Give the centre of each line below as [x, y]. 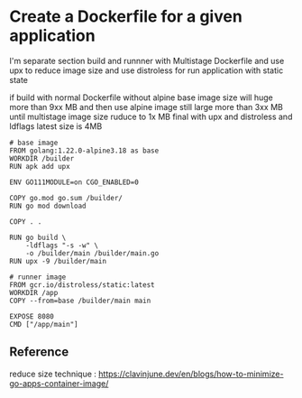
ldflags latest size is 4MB [56, 126]
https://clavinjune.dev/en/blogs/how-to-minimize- [191, 374]
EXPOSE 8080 [32, 316]
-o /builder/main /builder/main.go [92, 253]
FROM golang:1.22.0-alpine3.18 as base [84, 151]
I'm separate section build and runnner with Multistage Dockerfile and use [147, 60]
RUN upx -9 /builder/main [58, 261]
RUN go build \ [38, 237]
